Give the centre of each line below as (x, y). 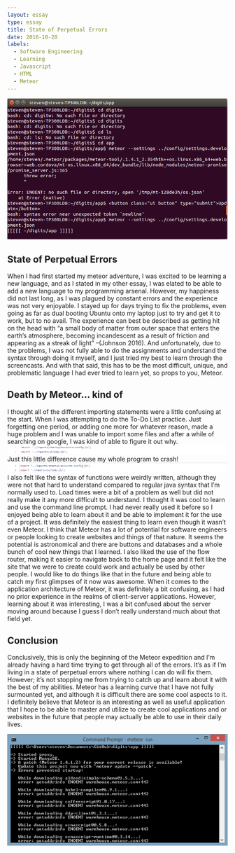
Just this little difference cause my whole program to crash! (93, 459)
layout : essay (28, 15)
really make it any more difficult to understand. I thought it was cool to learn (116, 499)
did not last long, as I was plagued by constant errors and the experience (113, 298)
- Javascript (33, 67)
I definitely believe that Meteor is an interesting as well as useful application (116, 702)
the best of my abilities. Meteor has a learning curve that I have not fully (111, 687)
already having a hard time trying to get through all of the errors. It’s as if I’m (117, 665)
